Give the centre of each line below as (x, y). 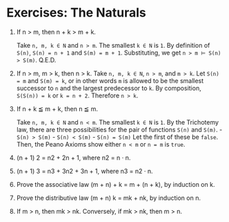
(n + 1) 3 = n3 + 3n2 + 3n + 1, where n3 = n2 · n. (84, 171)
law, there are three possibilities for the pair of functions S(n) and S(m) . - (119, 129)
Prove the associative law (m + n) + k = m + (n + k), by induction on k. (116, 184)
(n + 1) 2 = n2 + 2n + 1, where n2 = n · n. (73, 158)
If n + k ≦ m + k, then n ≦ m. (57, 109)
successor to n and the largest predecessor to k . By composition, (109, 88)
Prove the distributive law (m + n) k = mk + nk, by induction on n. (109, 198)
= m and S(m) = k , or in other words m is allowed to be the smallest (110, 80)
